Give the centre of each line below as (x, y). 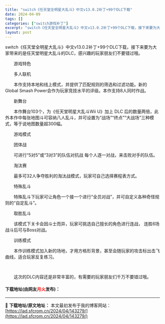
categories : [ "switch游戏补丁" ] (37, 23)
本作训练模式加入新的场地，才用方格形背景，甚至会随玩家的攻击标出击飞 (87, 251)
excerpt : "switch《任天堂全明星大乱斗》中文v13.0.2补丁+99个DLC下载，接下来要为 (81, 28)
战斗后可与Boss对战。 (27, 230)
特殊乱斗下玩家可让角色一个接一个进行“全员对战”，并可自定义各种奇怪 (84, 197)
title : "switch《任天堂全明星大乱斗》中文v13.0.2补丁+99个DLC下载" (69, 10)
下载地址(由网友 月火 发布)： (33, 289)
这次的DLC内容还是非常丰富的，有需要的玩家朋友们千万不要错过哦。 (82, 277)
